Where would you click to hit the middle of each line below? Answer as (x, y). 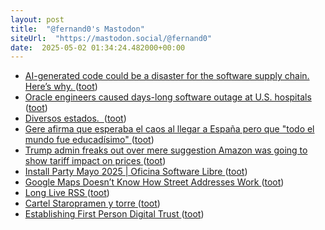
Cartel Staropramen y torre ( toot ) (92, 203)
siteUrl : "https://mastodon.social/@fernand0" (111, 38)
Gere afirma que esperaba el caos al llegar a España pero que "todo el (169, 129)
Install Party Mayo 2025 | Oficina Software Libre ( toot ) (136, 172)
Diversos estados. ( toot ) (75, 118)
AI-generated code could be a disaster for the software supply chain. (167, 76)
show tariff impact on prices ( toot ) (95, 161)
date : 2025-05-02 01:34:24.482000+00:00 (98, 47)
